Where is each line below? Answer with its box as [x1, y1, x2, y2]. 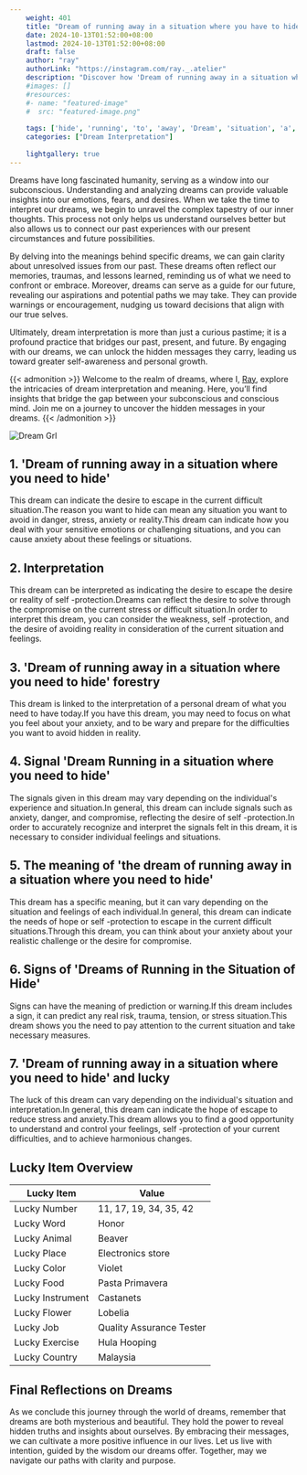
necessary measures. [9, 1030, 91, 1041]
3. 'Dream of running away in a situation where [9, 659, 281, 675]
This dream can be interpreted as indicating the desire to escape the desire [9, 584, 293, 595]
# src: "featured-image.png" [26, 107, 142, 116]
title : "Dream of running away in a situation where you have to [26, 22, 281, 31]
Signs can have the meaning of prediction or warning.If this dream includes [9, 1000, 292, 1011]
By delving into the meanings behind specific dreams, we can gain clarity [9, 251, 285, 262]
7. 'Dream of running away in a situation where [9, 1055, 279, 1071]
